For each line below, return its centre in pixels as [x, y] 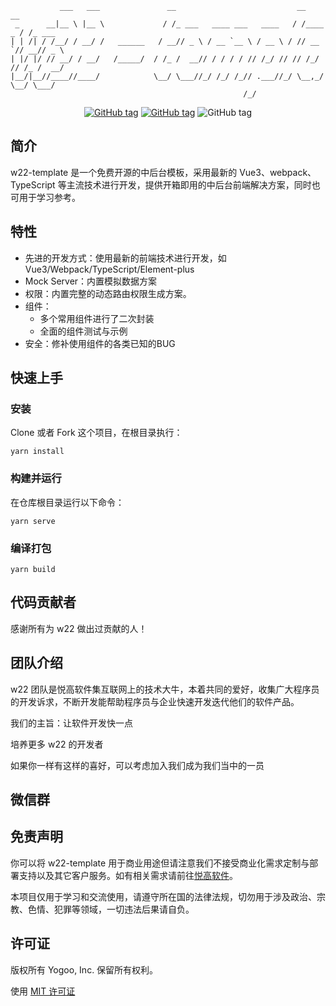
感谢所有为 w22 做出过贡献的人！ [79, 628]
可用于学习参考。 [45, 197]
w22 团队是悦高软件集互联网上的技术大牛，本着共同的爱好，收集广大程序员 [165, 689]
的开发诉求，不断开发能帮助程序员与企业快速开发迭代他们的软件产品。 [155, 701]
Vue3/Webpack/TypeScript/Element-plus [109, 269]
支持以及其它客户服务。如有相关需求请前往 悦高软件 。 [128, 875]
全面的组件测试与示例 [83, 331]
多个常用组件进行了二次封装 [97, 318]
